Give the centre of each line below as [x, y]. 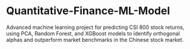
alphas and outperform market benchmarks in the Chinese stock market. [95, 40]
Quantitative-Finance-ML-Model [88, 11]
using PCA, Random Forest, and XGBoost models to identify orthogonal [93, 33]
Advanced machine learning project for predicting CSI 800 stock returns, [95, 27]
